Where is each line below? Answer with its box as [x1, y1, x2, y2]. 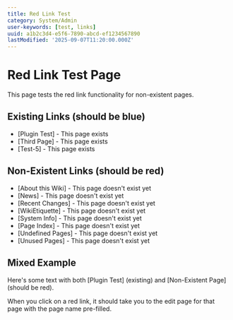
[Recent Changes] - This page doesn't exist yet [17, 198, 155, 207]
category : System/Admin [7, 17, 78, 24]
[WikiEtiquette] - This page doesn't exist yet [17, 206, 146, 215]
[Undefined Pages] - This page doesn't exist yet [17, 229, 158, 237]
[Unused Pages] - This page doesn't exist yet [17, 236, 150, 244]
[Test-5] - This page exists [17, 144, 95, 153]
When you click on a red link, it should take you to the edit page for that [7, 297, 215, 305]
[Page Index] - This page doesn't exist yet [17, 221, 140, 230]
